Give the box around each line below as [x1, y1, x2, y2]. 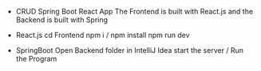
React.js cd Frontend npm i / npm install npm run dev [15, 31, 190, 39]
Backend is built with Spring [15, 15, 109, 24]
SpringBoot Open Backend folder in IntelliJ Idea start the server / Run [15, 46, 244, 54]
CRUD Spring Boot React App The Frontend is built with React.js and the [15, 7, 254, 16]
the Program [15, 54, 57, 63]
